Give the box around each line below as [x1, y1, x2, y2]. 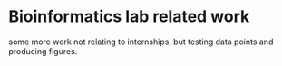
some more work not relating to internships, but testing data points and [8, 36, 274, 47]
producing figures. [8, 45, 78, 56]
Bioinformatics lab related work [8, 6, 250, 27]
